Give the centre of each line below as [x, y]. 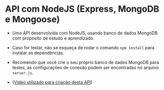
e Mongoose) [33, 19]
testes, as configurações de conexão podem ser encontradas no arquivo [85, 67]
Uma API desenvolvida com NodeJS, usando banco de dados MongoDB [85, 33]
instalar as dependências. [38, 53]
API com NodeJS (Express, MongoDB [82, 9]
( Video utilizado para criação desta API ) [52, 82]
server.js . [23, 72]
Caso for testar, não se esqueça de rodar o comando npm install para [83, 47]
